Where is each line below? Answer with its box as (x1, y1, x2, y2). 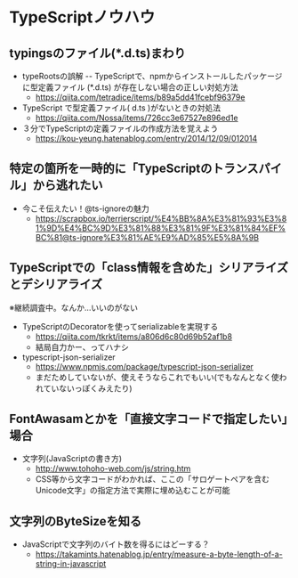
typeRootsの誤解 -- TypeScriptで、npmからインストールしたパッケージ (21, 71, 283, 81)
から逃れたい (32, 178, 103, 193)
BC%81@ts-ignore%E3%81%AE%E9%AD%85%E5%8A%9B (35, 232, 260, 242)
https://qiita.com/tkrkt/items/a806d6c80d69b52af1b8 (35, 330, 233, 342)
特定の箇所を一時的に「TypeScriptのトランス (9, 161, 260, 176)
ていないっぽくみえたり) (43, 383, 133, 394)
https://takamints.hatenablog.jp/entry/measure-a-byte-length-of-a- (35, 549, 283, 560)
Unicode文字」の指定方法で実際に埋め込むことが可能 (35, 485, 230, 496)
